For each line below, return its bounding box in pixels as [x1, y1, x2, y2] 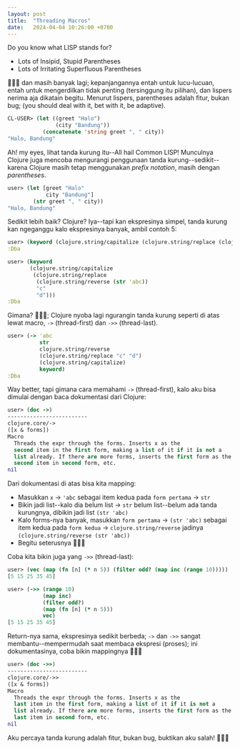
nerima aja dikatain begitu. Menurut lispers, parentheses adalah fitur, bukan [7, 94, 230, 102]
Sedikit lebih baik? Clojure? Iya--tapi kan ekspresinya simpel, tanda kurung [7, 217, 227, 226]
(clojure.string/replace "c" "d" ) [39, 352, 142, 359]
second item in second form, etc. [14, 460, 116, 467]
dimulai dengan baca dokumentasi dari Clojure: [7, 393, 146, 401]
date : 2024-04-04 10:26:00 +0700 [7, 24, 114, 31]
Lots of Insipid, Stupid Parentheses [17, 57, 121, 66]
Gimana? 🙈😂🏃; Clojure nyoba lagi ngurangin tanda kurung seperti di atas [7, 311, 220, 320]
